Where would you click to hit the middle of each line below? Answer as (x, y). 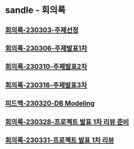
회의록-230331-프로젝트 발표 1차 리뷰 (60, 140)
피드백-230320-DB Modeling (50, 104)
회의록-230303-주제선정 (42, 30)
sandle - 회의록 (35, 10)
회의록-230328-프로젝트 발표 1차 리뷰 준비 (67, 122)
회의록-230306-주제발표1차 (46, 48)
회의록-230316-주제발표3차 (46, 85)
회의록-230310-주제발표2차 (46, 67)
